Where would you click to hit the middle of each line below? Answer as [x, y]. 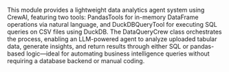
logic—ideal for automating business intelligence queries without [118, 53]
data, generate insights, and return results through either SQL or [98, 46]
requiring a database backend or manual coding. [76, 61]
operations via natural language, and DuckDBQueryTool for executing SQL [112, 24]
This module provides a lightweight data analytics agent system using [106, 10]
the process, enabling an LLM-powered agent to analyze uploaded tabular [112, 39]
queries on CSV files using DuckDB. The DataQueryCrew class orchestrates [115, 32]
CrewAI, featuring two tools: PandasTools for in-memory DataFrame [103, 17]
